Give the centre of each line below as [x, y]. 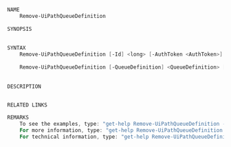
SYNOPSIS [20, 29]
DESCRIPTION [24, 87]
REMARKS [18, 117]
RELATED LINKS [27, 105]
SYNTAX [16, 48]
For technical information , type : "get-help [84, 137]
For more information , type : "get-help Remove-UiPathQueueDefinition [121, 130]
